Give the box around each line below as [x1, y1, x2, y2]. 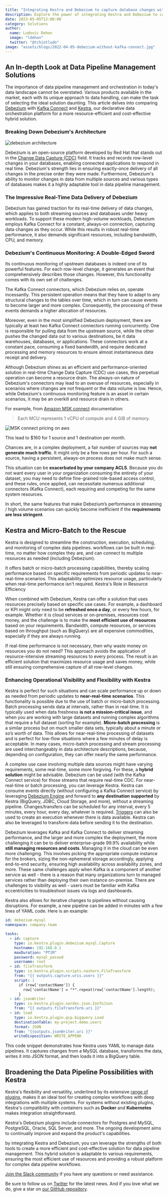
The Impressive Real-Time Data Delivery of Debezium [5, 193, 137, 200]
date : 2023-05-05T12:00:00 [5, 16, 61, 21]
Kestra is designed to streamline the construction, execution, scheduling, [5, 539, 155, 545]
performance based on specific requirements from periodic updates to [5, 570, 151, 576]
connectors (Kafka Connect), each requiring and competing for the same [5, 486, 155, 492]
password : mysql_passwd [14, 955, 64, 960]
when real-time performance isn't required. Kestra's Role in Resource [5, 581, 148, 587]
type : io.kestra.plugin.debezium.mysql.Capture [14, 941, 115, 946]
